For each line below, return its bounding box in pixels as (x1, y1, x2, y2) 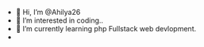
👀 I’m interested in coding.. (15, 16, 104, 25)
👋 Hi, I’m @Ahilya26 (15, 8, 81, 16)
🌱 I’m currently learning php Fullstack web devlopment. (15, 24, 197, 33)
